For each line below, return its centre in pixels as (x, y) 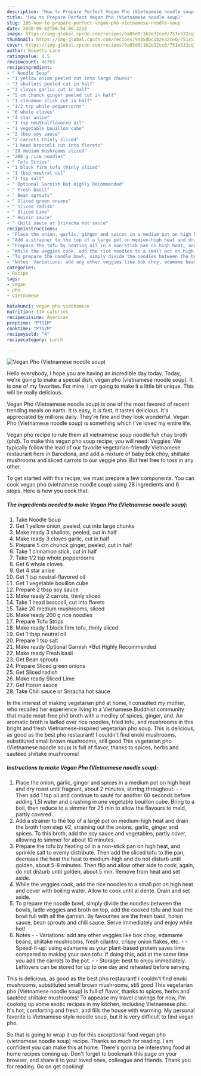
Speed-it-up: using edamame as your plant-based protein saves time (100, 948)
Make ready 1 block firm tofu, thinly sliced (67, 628)
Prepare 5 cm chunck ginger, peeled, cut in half (74, 545)
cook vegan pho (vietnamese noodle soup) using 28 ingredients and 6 (93, 485)
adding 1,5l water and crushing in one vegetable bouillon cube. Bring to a (105, 802)
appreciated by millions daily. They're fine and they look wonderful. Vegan (98, 417)
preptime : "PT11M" (30, 323)
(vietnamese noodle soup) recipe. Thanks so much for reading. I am (90, 1041)
